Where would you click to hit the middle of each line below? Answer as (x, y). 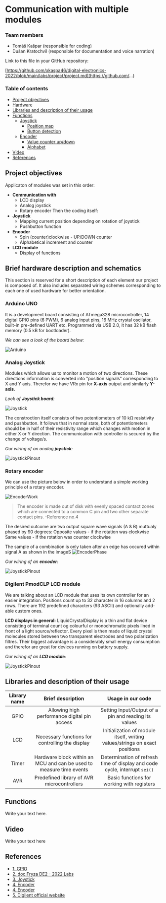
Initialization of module (129, 731)
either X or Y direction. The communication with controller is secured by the (82, 434)
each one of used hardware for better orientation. (56, 291)
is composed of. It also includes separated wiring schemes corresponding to (83, 285)
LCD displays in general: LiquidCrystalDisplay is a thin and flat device (76, 620)
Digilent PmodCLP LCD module (43, 584)
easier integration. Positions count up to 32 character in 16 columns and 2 (80, 600)
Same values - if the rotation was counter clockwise (58, 537)
